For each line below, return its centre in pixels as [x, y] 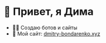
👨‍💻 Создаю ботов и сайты [45, 28]
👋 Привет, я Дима [49, 12]
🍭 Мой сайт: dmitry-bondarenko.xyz [56, 33]
